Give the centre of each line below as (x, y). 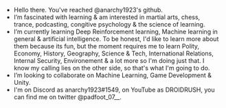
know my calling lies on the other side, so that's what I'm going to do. (112, 68)
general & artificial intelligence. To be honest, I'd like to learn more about (116, 39)
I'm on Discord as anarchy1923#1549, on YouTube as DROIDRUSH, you (114, 90)
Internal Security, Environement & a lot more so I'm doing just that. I (109, 60)
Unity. (22, 82)
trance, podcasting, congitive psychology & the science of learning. (109, 24)
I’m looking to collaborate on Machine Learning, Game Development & (112, 75)
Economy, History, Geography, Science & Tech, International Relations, (114, 53)
